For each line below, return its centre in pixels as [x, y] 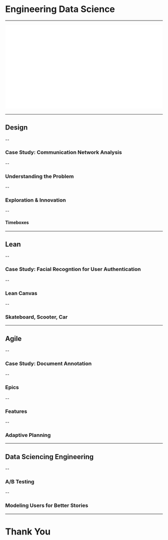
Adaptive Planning [28, 435]
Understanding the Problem [39, 176]
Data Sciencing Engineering [49, 457]
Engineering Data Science [60, 9]
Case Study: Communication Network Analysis [64, 152]
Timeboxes [17, 222]
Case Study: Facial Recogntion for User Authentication [73, 269]
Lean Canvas [21, 293]
